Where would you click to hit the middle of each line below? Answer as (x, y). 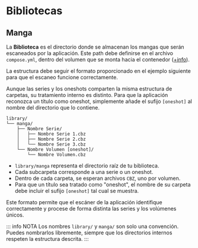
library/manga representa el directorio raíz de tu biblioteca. (87, 166)
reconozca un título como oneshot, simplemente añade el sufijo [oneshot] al (99, 101)
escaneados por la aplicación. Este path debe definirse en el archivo (90, 53)
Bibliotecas (34, 11)
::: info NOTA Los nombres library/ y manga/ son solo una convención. (92, 226)
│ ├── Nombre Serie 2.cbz (51, 139)
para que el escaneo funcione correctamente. (62, 77)
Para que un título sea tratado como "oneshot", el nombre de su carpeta (103, 184)
